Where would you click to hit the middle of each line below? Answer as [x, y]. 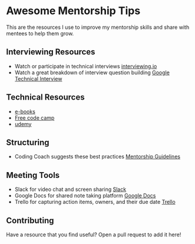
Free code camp [34, 118]
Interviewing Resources [51, 52]
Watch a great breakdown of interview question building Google [92, 72]
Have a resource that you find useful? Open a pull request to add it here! [94, 235]
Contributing [30, 220]
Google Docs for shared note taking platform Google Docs [85, 196]
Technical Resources [45, 98]
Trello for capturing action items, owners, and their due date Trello [95, 202]
